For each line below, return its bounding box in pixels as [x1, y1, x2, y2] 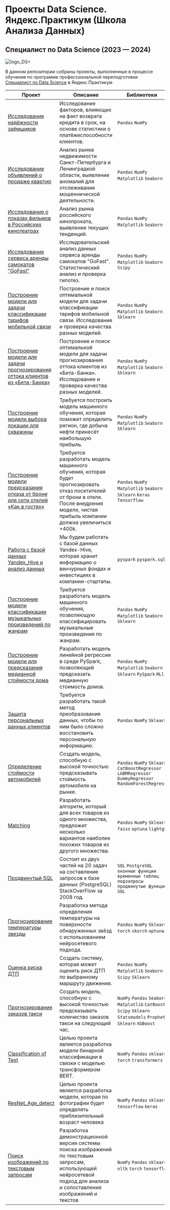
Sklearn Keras [117, 492, 150, 497]
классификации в [59, 1053, 102, 1060]
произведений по [8, 621, 51, 628]
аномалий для [59, 178, 95, 185]
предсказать [59, 670, 91, 678]
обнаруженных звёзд [59, 927, 112, 934]
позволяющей [59, 664, 95, 671]
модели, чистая [59, 506, 98, 513]
